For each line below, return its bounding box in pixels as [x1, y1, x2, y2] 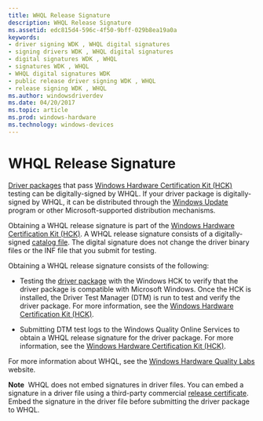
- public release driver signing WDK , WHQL [8, 77, 156, 85]
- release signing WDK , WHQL [8, 84, 108, 93]
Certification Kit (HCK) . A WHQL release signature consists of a [8, 229, 214, 238]
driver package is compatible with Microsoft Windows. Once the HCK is [19, 284, 251, 294]
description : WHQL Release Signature [8, 19, 132, 27]
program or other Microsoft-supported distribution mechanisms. [8, 205, 216, 215]
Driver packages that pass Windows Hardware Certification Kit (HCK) [8, 180, 233, 190]
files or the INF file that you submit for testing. [8, 245, 157, 255]
